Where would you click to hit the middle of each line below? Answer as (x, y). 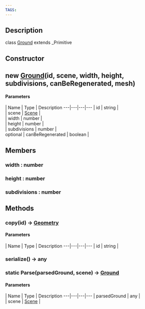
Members (21, 150)
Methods (20, 208)
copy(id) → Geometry (32, 223)
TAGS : (11, 10)
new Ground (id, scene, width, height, (65, 76)
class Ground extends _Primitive (39, 42)
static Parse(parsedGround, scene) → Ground (62, 273)
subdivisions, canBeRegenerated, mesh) (70, 84)
